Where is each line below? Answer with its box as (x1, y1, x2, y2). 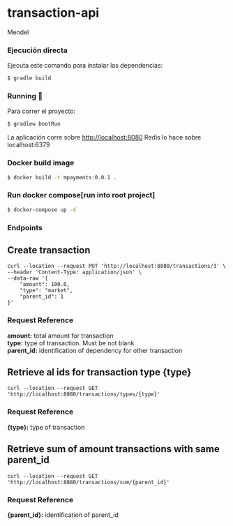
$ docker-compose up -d (7, 206, 77, 213)
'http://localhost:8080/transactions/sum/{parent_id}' (7, 479, 170, 486)
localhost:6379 (7, 141, 50, 149)
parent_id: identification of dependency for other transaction (7, 346, 183, 354)
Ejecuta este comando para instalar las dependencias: (7, 61, 163, 70)
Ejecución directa (7, 45, 68, 55)
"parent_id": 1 (20, 293, 64, 301)
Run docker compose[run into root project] (7, 190, 156, 200)
